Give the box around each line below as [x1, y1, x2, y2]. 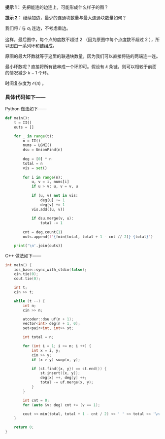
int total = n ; [23, 335, 54, 340]
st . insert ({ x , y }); [40, 371, 80, 376]
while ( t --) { [14, 298, 45, 304]
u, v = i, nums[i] [31, 179, 69, 185]
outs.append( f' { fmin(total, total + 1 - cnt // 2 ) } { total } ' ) [23, 234, 153, 239]
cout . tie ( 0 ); [14, 276, 41, 282]
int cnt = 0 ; [23, 398, 50, 403]
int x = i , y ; [31, 348, 61, 353]
